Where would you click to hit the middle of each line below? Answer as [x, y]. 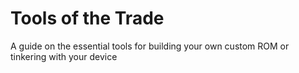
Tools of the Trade [87, 18]
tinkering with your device [64, 56]
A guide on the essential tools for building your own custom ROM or [150, 46]
